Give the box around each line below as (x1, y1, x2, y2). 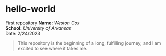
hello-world (5, 3, 56, 15)
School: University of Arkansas (5, 25, 72, 31)
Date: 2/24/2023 (5, 30, 41, 36)
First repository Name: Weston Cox (5, 20, 80, 26)
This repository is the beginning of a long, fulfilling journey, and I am (17, 40, 161, 46)
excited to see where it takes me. (17, 45, 88, 51)
